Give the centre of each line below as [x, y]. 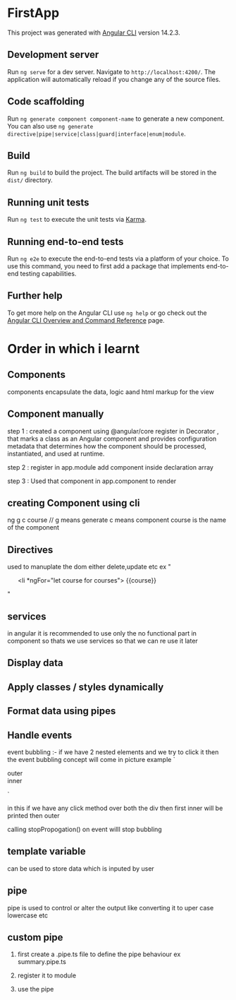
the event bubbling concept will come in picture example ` [91, 760]
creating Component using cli [74, 503]
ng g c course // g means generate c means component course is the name [117, 520]
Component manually [56, 414]
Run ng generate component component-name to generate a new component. [116, 119]
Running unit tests [48, 202]
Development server [53, 55]
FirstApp [33, 13]
